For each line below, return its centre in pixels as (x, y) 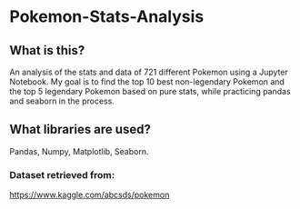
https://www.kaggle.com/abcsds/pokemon (90, 195)
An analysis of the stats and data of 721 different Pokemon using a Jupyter (149, 72)
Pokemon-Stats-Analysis (107, 17)
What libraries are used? (80, 129)
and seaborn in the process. (62, 101)
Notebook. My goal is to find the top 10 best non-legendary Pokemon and (147, 82)
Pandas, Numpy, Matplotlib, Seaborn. (79, 151)
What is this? (47, 50)
